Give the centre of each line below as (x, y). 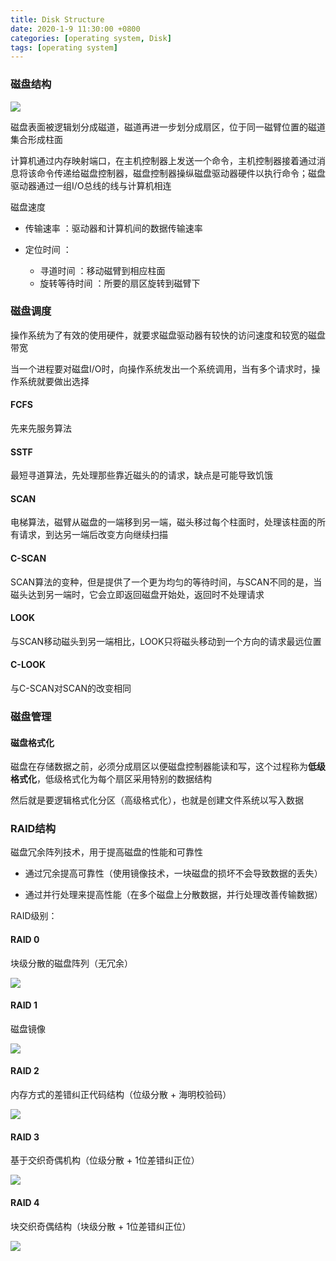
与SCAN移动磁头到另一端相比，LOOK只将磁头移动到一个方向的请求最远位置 (166, 641)
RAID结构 (33, 829)
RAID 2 (25, 1071)
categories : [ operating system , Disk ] (91, 38)
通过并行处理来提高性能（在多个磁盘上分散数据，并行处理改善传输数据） (173, 895)
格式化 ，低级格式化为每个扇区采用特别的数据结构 (111, 779)
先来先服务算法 (41, 428)
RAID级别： (34, 916)
